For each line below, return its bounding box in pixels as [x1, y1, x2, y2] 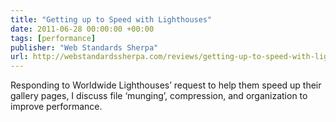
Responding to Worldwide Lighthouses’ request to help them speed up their [10, 79, 322, 91]
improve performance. [10, 101, 103, 113]
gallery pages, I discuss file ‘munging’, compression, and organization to [10, 90, 308, 102]
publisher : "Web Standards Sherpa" [10, 42, 159, 53]
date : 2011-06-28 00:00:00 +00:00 [10, 24, 155, 34]
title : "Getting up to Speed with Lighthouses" [10, 14, 213, 25]
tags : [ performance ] [10, 33, 97, 43]
